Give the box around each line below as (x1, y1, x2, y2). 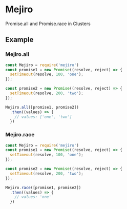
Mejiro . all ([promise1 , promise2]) (5, 104, 79, 110)
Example (5, 35, 34, 44)
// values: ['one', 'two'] (14, 114, 72, 119)
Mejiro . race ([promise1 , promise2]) (5, 185, 81, 190)
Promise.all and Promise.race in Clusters (5, 20, 91, 27)
